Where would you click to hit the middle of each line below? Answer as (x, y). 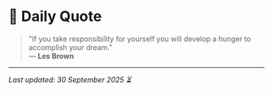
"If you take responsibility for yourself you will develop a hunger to (140, 39)
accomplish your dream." (70, 47)
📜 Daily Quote (55, 17)
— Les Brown (51, 56)
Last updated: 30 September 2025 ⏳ (70, 79)
